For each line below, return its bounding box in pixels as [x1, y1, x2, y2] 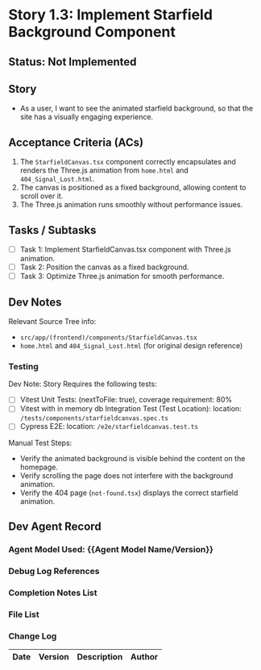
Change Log [8, 630, 57, 642]
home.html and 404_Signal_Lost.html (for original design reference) [19, 341, 243, 351]
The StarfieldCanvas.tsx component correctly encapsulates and [19, 157, 236, 167]
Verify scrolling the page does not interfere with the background [19, 470, 234, 481]
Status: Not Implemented [8, 55, 137, 69]
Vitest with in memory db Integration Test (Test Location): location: [19, 404, 242, 414]
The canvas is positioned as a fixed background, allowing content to [19, 183, 246, 193]
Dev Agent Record [8, 519, 102, 533]
